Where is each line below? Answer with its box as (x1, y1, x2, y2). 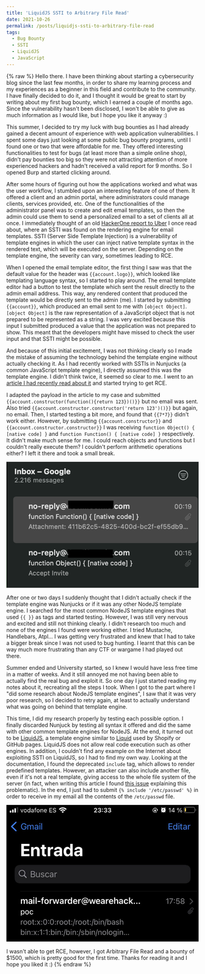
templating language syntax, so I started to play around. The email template (6, 277, 196, 284)
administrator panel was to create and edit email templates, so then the (6, 206, 185, 214)
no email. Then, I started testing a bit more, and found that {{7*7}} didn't (6, 410, 189, 418)
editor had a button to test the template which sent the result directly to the (6, 283, 195, 290)
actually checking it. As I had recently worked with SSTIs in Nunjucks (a (6, 360, 187, 367)
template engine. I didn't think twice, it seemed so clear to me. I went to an (6, 373, 194, 380)
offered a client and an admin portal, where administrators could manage (6, 193, 190, 201)
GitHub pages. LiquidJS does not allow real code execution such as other (6, 741, 191, 748)
